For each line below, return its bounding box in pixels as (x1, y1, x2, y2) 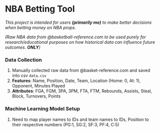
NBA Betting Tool (5, 3, 75, 15)
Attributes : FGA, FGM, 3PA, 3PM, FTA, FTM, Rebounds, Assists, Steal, (12, 88, 152, 94)
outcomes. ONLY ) (5, 44, 41, 50)
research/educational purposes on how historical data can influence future (5, 39, 156, 45)
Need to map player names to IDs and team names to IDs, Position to (12, 116, 149, 122)
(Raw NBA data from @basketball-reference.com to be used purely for (5, 34, 146, 40)
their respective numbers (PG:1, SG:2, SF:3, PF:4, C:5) (12, 121, 119, 127)
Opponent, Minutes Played (12, 83, 65, 89)
